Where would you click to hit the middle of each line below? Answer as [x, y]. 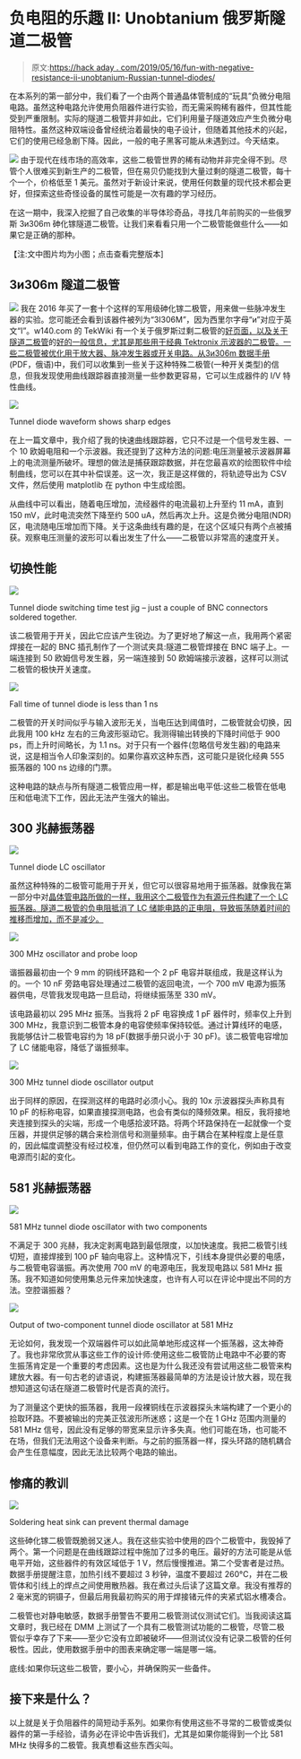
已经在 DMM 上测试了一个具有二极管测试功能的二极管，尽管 [159, 1627]
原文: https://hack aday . [75, 67]
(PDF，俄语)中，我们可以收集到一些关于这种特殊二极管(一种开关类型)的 [140, 364]
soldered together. [43, 617]
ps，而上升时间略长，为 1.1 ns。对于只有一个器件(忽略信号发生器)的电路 [141, 744]
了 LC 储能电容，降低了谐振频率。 [72, 1048]
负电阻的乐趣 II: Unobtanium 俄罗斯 [140, 18]
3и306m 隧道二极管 [65, 285]
